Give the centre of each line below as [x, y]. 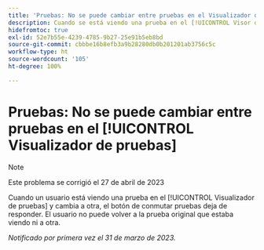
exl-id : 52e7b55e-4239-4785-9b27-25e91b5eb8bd [86, 37]
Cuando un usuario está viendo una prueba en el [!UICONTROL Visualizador [132, 197]
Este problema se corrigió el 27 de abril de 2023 [86, 182]
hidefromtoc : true [38, 30]
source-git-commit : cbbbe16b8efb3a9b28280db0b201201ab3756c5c [112, 45]
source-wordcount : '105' [49, 60]
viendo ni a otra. [35, 222]
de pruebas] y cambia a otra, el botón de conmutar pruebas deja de [118, 205]
